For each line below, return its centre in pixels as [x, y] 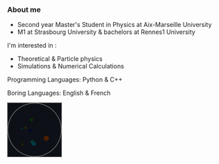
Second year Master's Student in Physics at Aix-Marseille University [114, 25]
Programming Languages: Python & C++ [65, 80]
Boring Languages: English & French [59, 93]
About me [24, 10]
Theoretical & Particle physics [60, 59]
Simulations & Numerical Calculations [71, 66]
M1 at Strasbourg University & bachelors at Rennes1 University [106, 32]
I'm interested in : [32, 46]
